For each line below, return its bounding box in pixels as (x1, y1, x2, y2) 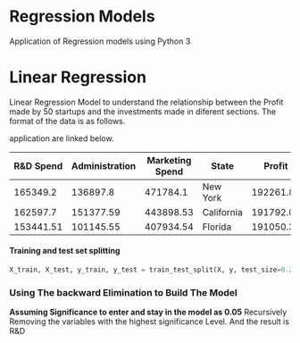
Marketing (146, 154, 192, 166)
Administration (71, 159, 137, 171)
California (202, 205, 243, 218)
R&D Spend (13, 159, 63, 171)
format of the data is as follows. (9, 115, 126, 126)
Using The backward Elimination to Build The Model (9, 286, 238, 298)
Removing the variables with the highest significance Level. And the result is (9, 316, 290, 327)
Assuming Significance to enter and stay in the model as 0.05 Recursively (9, 306, 287, 318)
